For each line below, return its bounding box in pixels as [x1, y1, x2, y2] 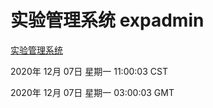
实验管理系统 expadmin [10, 9, 205, 32]
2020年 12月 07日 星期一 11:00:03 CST [10, 65, 168, 77]
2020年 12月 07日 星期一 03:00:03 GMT [10, 86, 175, 98]
